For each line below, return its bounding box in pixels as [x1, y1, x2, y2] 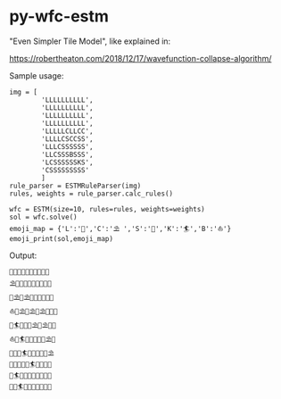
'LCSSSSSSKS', [41, 158, 94, 167]
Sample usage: [9, 70, 64, 81]
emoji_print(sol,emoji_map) [9, 234, 114, 243]
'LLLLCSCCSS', [41, 134, 94, 144]
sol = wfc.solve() [9, 212, 78, 221]
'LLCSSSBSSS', [41, 150, 94, 159]
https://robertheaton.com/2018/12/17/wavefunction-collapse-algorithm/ [9, 53, 272, 63]
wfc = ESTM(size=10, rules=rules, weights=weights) [9, 204, 205, 213]
